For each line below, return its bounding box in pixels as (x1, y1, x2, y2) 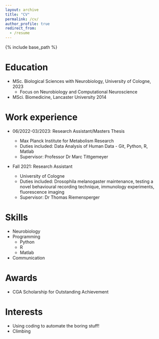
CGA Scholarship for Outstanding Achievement (12, 289, 109, 295)
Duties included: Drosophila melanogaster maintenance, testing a (19, 178, 154, 184)
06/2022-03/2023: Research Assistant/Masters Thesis (12, 128, 125, 134)
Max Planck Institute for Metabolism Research (19, 138, 114, 144)
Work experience (5, 112, 78, 123)
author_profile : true (5, 21, 50, 26)
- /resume (9, 30, 30, 35)
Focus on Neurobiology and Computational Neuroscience (19, 88, 138, 95)
